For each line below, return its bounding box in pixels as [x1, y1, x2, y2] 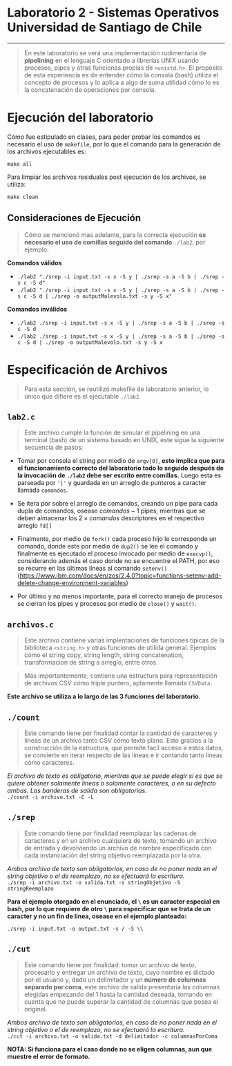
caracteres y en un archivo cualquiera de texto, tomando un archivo [23, 836, 217, 844]
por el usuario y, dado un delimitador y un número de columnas [23, 975, 206, 984]
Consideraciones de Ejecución [7, 212, 142, 224]
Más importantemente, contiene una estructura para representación [23, 672, 217, 680]
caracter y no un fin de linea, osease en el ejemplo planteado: [7, 912, 187, 920]
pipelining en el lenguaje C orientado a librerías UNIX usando [23, 56, 199, 64]
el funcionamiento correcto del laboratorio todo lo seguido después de [17, 464, 224, 473]
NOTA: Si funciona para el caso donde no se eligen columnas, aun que [7, 1045, 213, 1053]
